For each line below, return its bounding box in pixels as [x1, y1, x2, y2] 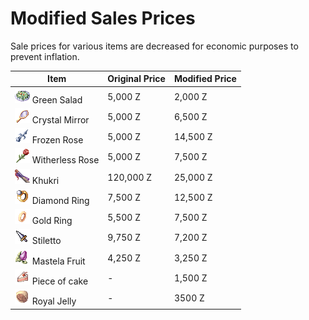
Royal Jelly [31, 295, 77, 307]
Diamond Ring [31, 194, 90, 206]
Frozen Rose [31, 134, 84, 146]
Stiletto [31, 235, 62, 247]
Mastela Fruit [31, 255, 86, 267]
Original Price [107, 73, 166, 85]
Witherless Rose [31, 154, 100, 166]
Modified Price [173, 73, 237, 85]
